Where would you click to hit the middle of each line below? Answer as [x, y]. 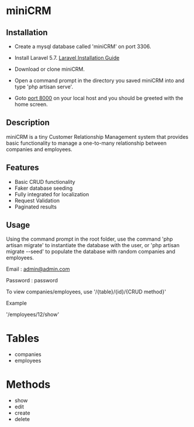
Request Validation [37, 200]
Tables [23, 338]
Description [28, 123]
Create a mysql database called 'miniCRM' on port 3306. [83, 46]
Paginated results [36, 207]
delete [22, 419]
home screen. [31, 104]
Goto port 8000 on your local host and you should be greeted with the [99, 98]
